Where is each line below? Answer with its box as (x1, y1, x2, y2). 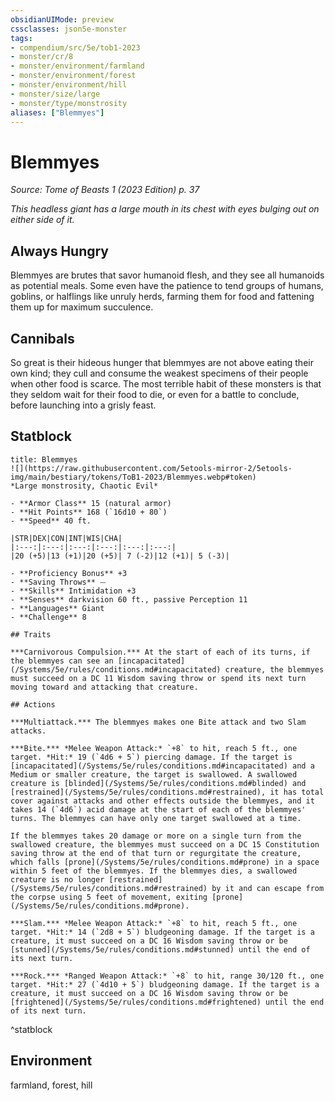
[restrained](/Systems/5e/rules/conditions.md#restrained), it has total (10, 787, 325, 797)
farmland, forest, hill (10, 1079, 93, 1091)
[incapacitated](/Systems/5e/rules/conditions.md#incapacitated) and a (10, 761, 315, 771)
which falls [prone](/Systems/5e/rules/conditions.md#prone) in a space (10, 857, 320, 867)
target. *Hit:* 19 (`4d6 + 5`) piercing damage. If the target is (10, 752, 293, 762)
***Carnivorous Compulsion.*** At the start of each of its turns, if (10, 647, 311, 657)
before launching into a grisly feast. (10, 399, 157, 411)
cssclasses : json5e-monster (10, 24, 128, 34)
